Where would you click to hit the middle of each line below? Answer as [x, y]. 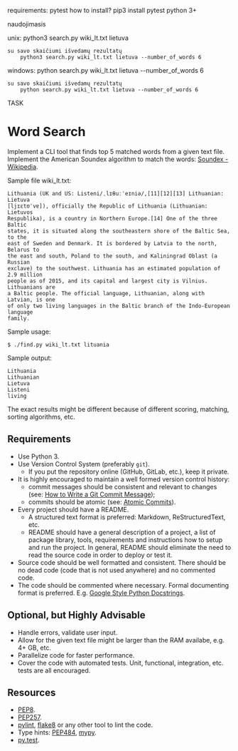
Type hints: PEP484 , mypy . [57, 732]
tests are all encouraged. [54, 670]
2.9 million [25, 275]
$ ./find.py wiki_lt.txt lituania [59, 344]
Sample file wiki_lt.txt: [39, 180]
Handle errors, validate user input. [67, 632]
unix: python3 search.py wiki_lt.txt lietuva [68, 38]
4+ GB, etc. [34, 648]
